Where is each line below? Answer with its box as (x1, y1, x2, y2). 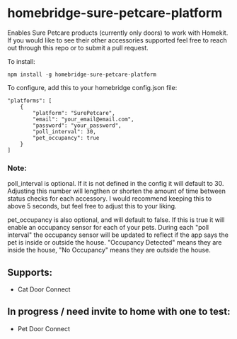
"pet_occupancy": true (33, 134, 100, 141)
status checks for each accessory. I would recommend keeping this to (7, 194, 212, 203)
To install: (7, 57, 35, 65)
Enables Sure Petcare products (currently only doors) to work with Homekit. (7, 28, 229, 37)
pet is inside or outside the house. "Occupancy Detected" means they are (7, 238, 222, 247)
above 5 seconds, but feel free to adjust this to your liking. (7, 202, 177, 211)
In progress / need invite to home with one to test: (7, 306, 231, 318)
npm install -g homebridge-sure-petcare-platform (7, 71, 157, 78)
